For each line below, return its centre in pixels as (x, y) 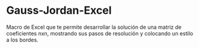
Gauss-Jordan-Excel (59, 10)
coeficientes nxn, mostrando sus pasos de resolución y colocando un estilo (100, 33)
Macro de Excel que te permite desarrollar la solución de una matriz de (94, 27)
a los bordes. (23, 40)
